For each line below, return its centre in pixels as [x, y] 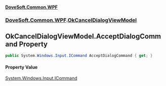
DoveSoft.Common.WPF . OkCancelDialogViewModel [71, 20]
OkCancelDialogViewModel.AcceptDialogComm [83, 36]
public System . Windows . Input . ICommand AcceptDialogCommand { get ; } [79, 56]
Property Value [22, 67]
